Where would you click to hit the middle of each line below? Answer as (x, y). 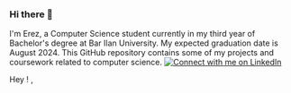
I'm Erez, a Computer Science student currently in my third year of (132, 34)
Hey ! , (22, 80)
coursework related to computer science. (86, 63)
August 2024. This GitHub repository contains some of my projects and (142, 53)
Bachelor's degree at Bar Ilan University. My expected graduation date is (144, 43)
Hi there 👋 (32, 14)
